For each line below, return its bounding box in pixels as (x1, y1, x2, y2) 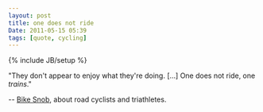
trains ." (8, 79, 32, 89)
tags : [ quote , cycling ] (8, 33, 87, 42)
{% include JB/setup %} (8, 56, 87, 65)
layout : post (8, 11, 52, 20)
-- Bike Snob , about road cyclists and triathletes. (8, 95, 167, 104)
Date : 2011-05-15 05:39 (8, 26, 87, 34)
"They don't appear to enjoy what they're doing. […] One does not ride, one (8, 71, 256, 80)
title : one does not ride (8, 19, 94, 27)
